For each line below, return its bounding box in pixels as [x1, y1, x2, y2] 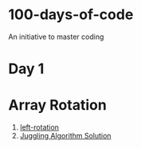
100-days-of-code [8, 6, 134, 24]
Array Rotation [8, 96, 108, 115]
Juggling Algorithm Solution [19, 131, 112, 141]
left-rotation [19, 123, 60, 132]
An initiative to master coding [8, 32, 104, 41]
